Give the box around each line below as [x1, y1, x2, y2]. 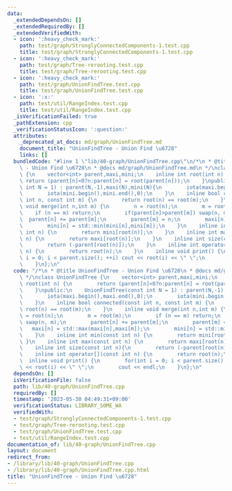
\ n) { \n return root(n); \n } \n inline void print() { [19, 248, 221, 255]
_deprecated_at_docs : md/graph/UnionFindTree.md [19, 139, 162, 146]
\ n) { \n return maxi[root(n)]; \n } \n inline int [19, 235, 206, 242]
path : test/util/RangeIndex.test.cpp [19, 100, 128, 107]
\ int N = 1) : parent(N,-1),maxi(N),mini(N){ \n [19, 184, 162, 191]
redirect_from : [7, 454, 51, 461]
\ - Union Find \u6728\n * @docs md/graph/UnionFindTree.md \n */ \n [19, 164, 217, 172]
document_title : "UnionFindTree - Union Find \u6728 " [19, 145, 177, 152]
